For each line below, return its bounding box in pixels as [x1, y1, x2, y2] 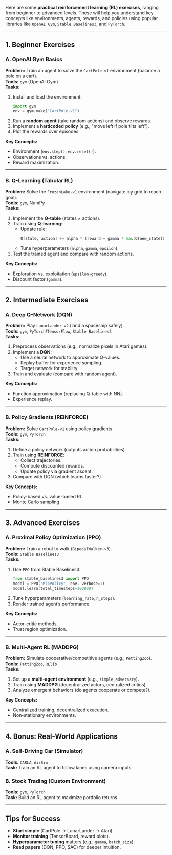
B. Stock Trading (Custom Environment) [5, 777, 106, 784]
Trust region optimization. [12, 626, 68, 632]
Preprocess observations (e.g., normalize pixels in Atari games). [12, 343, 148, 349]
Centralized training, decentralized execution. [12, 707, 109, 713]
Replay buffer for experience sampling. [20, 360, 103, 366]
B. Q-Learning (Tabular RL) [5, 177, 73, 184]
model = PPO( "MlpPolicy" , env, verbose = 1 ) [12, 581, 105, 587]
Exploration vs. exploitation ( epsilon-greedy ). [12, 270, 108, 277]
